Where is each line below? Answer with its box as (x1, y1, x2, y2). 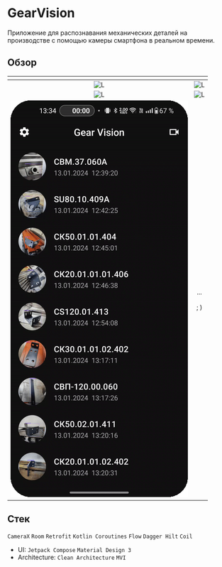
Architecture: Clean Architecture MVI (17, 553, 126, 562)
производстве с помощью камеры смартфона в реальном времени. (7, 36, 215, 44)
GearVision (7, 5, 75, 21)
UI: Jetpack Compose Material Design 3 (17, 546, 131, 554)
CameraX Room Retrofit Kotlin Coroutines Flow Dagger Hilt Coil (7, 533, 193, 541)
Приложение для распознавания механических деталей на (7, 28, 188, 37)
